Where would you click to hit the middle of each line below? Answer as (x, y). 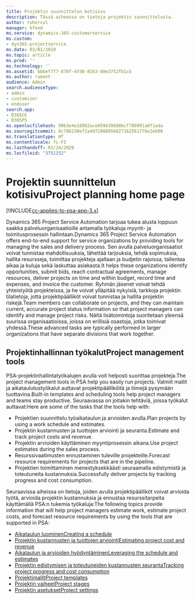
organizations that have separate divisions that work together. (80, 334)
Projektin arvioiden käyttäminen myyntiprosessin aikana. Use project (96, 443)
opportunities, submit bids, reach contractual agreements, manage (86, 272)
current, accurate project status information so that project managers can (94, 309)
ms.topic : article (28, 55)
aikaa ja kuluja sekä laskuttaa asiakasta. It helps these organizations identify (97, 266)
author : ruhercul (27, 22)
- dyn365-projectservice (36, 45)
